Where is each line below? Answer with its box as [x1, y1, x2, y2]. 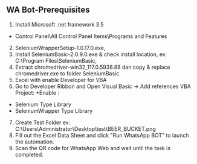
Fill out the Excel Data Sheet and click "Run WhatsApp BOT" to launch [15, 131, 189, 139]
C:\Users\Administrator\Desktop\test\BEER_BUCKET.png [15, 125, 156, 132]
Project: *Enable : [15, 89, 59, 96]
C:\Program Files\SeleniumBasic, [15, 57, 97, 64]
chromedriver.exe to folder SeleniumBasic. [15, 69, 121, 77]
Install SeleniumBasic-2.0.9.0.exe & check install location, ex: [15, 51, 167, 58]
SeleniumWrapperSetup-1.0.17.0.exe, [15, 44, 106, 51]
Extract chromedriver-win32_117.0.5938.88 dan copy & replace [15, 63, 170, 71]
